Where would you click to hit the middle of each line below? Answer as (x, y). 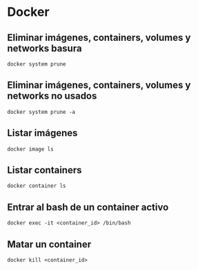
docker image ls (30, 149)
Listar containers (44, 170)
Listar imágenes (42, 133)
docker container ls (37, 186)
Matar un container (49, 244)
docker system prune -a (41, 112)
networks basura (44, 48)
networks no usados (52, 96)
